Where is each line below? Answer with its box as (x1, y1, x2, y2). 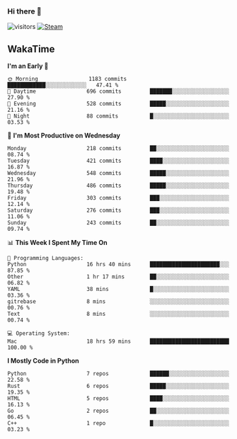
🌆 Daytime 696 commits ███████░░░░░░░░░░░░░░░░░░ (7, 88, 230, 95)
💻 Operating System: (7, 330, 71, 337)
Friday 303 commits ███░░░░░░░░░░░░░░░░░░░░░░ (7, 195, 230, 202)
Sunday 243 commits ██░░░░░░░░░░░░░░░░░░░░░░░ (7, 219, 230, 227)
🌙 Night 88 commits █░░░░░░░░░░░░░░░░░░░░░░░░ (7, 113, 230, 120)
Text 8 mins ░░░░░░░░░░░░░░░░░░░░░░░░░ (7, 311, 230, 318)
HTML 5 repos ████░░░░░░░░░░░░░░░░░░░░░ (7, 395, 230, 402)
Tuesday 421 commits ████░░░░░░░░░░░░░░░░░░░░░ (7, 157, 230, 165)
